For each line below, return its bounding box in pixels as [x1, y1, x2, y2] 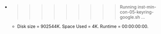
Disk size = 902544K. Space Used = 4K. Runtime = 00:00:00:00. [17, 23, 149, 29]
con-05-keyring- [119, 9, 154, 15]
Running [119, 4, 137, 10]
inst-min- [137, 4, 157, 10]
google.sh [119, 14, 140, 20]
